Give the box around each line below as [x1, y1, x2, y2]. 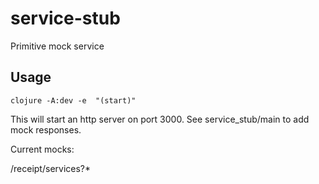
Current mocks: [10, 143, 75, 155]
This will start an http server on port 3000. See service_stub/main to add [10, 113, 310, 125]
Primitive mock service [10, 40, 105, 52]
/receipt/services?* [10, 162, 92, 174]
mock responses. [10, 123, 82, 136]
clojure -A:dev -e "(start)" [10, 95, 137, 106]
